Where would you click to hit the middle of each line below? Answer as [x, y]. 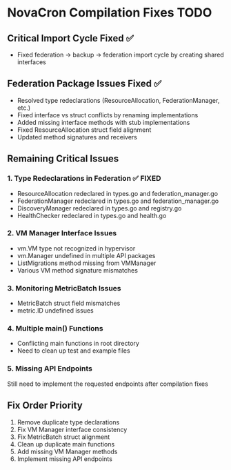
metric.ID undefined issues [56, 311]
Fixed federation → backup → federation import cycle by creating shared [120, 55]
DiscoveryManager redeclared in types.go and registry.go [99, 208]
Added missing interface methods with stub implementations [103, 122]
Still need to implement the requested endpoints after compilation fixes [108, 384]
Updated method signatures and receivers [77, 137]
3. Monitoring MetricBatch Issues [64, 288]
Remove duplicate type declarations [68, 422]
